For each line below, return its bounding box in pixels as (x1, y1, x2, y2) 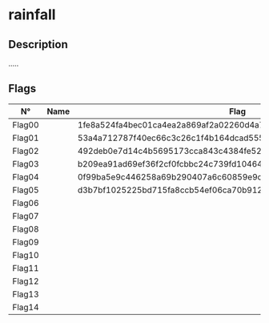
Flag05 (12, 184, 39, 196)
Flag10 (12, 249, 39, 260)
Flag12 (12, 275, 39, 286)
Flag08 (12, 223, 39, 234)
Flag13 (12, 289, 39, 300)
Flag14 (12, 301, 39, 313)
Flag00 (12, 119, 39, 130)
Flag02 (12, 145, 39, 156)
